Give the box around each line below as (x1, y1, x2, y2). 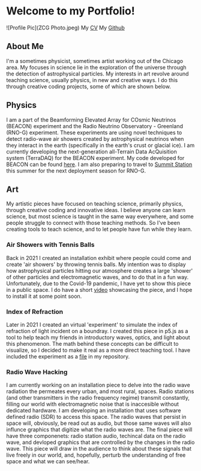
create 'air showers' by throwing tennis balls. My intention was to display (6, 261, 186, 268)
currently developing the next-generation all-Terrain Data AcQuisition (6, 148, 177, 155)
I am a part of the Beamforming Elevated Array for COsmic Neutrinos (6, 116, 176, 123)
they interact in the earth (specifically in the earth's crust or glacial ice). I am (6, 141, 195, 149)
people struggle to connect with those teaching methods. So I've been (6, 219, 180, 227)
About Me (6, 41, 44, 52)
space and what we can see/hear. (6, 458, 90, 465)
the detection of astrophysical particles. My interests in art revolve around (6, 70, 189, 77)
